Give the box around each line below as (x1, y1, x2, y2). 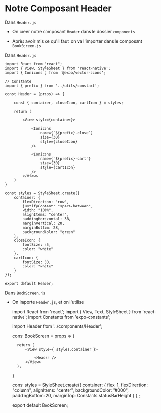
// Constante (5, 79, 32, 84)
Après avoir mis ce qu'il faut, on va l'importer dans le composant (12, 38, 143, 44)
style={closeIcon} (40, 139, 78, 144)
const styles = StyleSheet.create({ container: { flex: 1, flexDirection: (12, 382, 148, 388)
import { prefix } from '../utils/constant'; (5, 83, 99, 88)
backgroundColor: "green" (23, 229, 76, 234)
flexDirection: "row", (23, 199, 69, 204)
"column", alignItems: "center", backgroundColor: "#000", (12, 387, 129, 393)
